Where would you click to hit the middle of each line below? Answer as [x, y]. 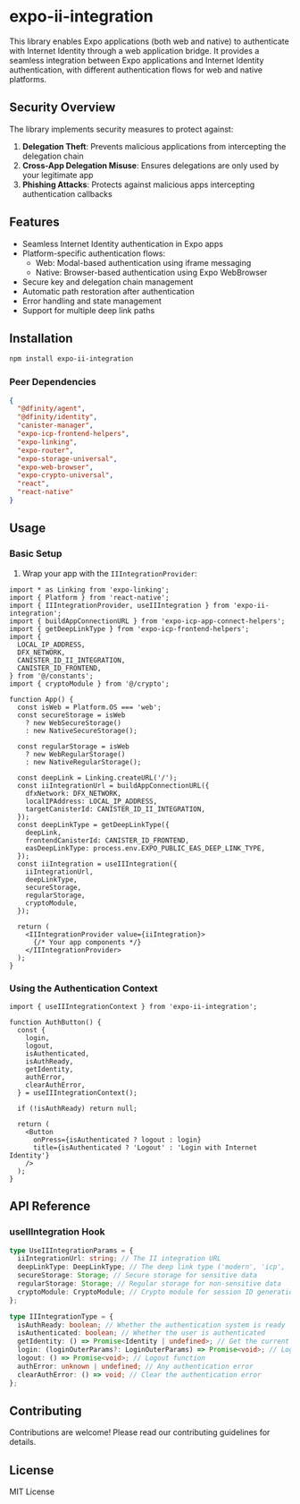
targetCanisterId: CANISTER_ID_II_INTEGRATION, [115, 809]
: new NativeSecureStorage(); [82, 731]
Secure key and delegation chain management [108, 282]
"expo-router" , [46, 450]
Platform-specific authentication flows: [94, 253]
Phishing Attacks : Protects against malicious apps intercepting [138, 184]
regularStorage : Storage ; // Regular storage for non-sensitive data [149, 1284]
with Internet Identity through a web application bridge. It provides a [134, 50]
